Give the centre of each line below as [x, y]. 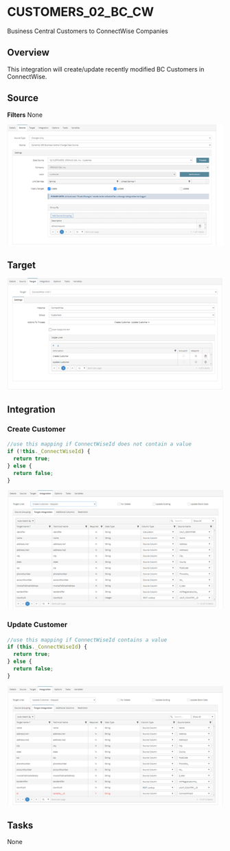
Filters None [25, 115]
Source [23, 98]
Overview [28, 53]
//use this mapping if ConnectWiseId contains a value [87, 640]
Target [22, 265]
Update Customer [37, 625]
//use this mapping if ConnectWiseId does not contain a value [100, 444]
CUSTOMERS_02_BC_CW [81, 12]
